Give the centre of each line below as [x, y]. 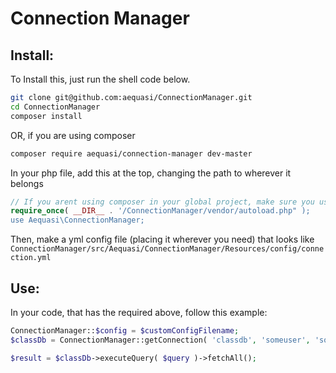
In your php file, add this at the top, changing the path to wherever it [151, 173]
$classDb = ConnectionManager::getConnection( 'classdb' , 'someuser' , [160, 340]
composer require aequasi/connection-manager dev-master [131, 153]
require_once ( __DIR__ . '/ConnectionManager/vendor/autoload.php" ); [160, 211]
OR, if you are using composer [73, 135]
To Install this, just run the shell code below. [100, 79]
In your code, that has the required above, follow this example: [139, 312]
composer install [46, 116]
